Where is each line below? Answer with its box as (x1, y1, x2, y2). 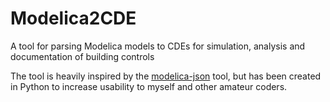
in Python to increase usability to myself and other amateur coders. (10, 80, 288, 92)
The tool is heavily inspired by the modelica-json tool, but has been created (10, 70, 322, 82)
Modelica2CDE (10, 7, 137, 30)
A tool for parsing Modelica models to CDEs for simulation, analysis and (10, 40, 306, 52)
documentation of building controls (10, 50, 155, 62)
